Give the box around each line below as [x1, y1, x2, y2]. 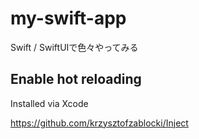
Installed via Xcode [10, 97, 89, 109]
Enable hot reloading [10, 71, 142, 88]
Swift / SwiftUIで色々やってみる [10, 41, 139, 53]
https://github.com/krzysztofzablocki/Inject [10, 117, 189, 129]
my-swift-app [10, 7, 127, 30]
